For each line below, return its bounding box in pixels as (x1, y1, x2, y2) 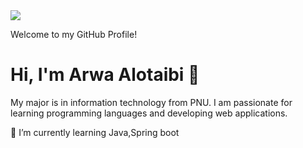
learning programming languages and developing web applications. (10, 107, 288, 119)
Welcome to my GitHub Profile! (10, 29, 138, 40)
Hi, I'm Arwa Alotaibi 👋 (10, 64, 200, 86)
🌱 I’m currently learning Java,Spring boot (10, 126, 180, 138)
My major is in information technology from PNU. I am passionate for (10, 96, 293, 108)
